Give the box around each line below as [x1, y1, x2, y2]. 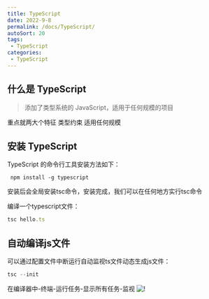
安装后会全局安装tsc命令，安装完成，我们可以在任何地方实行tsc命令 [7, 187, 203, 196]
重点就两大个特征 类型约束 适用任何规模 [7, 118, 121, 126]
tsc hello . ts [7, 216, 45, 224]
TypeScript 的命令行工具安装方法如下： [7, 160, 120, 168]
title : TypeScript [7, 10, 61, 17]
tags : [7, 36, 23, 43]
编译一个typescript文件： [7, 202, 80, 210]
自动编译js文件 [7, 237, 71, 249]
